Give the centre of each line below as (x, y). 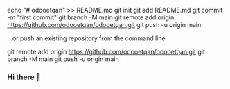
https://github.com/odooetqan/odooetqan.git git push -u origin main (104, 25)
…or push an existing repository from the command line (86, 38)
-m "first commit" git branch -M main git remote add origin (91, 17)
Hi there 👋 (24, 77)
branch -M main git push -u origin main (63, 59)
